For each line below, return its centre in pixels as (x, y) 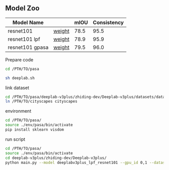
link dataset (17, 88)
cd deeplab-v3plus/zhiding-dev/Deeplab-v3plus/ (56, 158)
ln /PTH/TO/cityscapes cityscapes (41, 102)
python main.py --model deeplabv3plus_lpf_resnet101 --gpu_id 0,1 (76, 162)
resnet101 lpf (24, 39)
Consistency (108, 22)
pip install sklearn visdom (35, 130)
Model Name (28, 22)
